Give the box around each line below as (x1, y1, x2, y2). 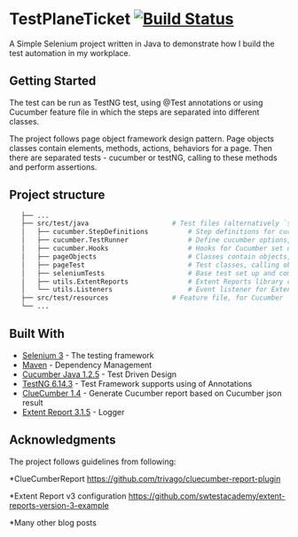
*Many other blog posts (9, 517, 98, 528)
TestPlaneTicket (9, 9, 131, 29)
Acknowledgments (9, 432, 117, 448)
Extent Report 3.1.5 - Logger (21, 406, 125, 417)
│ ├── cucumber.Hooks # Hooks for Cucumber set (20, 244, 284, 253)
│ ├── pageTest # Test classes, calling (20, 260, 279, 269)
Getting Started (9, 74, 97, 89)
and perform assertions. (9, 161, 98, 172)
